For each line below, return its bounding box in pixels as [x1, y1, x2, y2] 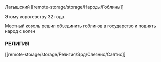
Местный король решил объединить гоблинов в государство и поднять [5, 23, 156, 29]
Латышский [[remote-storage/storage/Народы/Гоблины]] [5, 4, 124, 10]
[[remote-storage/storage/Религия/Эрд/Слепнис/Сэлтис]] [5, 51, 126, 58]
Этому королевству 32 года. [5, 14, 65, 19]
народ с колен [5, 28, 35, 34]
